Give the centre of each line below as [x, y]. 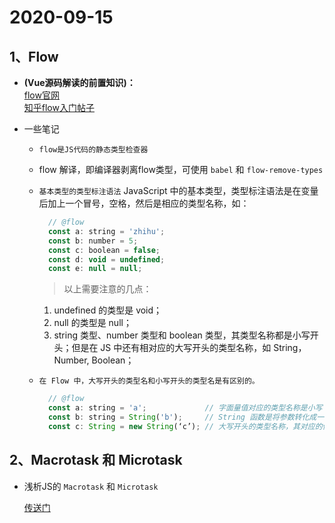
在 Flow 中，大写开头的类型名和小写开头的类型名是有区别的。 [149, 381]
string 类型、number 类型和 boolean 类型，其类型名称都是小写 [182, 335]
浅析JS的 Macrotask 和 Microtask [91, 486]
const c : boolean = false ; [104, 250]
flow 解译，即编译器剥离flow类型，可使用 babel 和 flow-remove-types [181, 169]
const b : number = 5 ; [93, 241]
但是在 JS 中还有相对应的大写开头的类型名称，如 [171, 348]
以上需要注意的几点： [107, 289]
